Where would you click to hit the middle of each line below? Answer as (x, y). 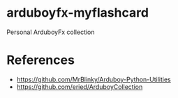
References (40, 60)
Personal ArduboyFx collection (51, 32)
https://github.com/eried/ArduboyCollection (80, 87)
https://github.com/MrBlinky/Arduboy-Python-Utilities (94, 79)
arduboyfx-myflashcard (78, 13)
